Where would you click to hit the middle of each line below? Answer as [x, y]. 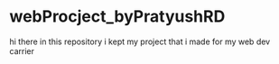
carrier [22, 50]
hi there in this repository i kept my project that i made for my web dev [140, 41]
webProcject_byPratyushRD [117, 17]
